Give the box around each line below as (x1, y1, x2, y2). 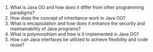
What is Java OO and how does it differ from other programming (10, 5, 144, 10)
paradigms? (10, 10, 35, 16)
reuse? (10, 42, 24, 47)
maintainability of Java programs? (10, 26, 81, 32)
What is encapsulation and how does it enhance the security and (10, 20, 145, 26)
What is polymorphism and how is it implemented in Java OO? (10, 31, 139, 37)
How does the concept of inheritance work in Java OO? (10, 15, 126, 21)
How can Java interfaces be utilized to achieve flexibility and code (10, 36, 148, 42)
